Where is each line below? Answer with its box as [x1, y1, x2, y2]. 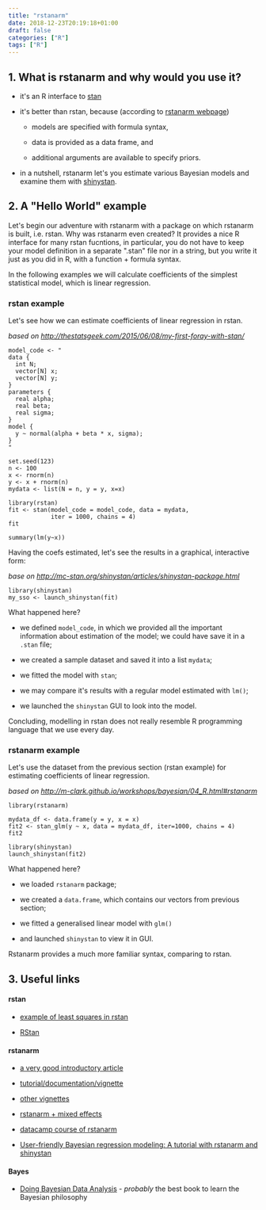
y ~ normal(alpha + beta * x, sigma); [15, 429, 144, 438]
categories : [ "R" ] [8, 33, 69, 42]
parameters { [8, 388, 51, 396]
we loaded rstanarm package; [19, 880, 117, 889]
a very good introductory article [19, 1063, 124, 1073]
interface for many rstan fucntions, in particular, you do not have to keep [8, 237, 245, 246]
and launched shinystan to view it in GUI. [19, 934, 154, 944]
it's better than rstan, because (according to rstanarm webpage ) [19, 106, 230, 116]
